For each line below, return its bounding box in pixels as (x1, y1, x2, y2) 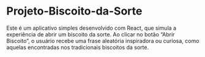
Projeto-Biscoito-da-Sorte (6, 4, 143, 18)
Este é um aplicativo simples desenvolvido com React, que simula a (6, 24, 176, 32)
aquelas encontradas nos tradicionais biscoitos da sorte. (6, 44, 149, 51)
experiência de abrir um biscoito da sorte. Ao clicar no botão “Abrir (6, 30, 175, 38)
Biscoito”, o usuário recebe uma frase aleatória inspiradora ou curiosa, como (6, 37, 199, 44)
